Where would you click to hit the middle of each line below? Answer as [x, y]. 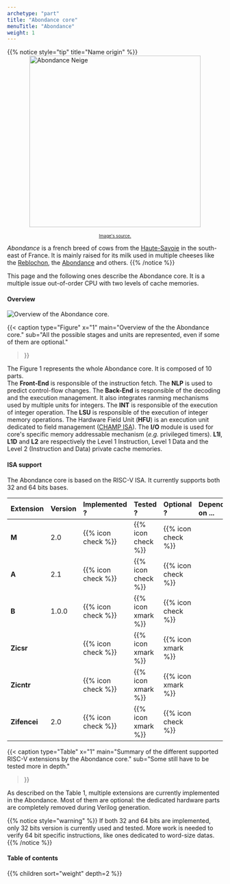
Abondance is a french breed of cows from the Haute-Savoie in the [102, 248]
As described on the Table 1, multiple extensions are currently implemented [113, 793]
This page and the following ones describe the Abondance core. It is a [106, 276]
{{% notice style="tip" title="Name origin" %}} [73, 52]
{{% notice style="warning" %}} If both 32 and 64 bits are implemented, [109, 820]
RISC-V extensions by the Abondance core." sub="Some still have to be [108, 758]
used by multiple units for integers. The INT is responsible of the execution [112, 405]
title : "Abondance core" [42, 20]
